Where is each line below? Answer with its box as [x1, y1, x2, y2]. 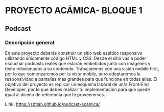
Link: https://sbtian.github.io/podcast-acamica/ [5, 101, 100, 107]
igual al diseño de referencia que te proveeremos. [5, 91, 105, 97]
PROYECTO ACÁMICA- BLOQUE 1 [5, 5, 143, 16]
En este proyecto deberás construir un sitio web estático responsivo [5, 50, 143, 56]
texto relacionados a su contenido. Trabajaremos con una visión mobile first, [5, 66, 159, 71]
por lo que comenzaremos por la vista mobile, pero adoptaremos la [5, 71, 141, 77]
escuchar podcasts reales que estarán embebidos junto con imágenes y [5, 60, 151, 66]
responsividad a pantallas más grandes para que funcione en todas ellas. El [5, 76, 158, 82]
